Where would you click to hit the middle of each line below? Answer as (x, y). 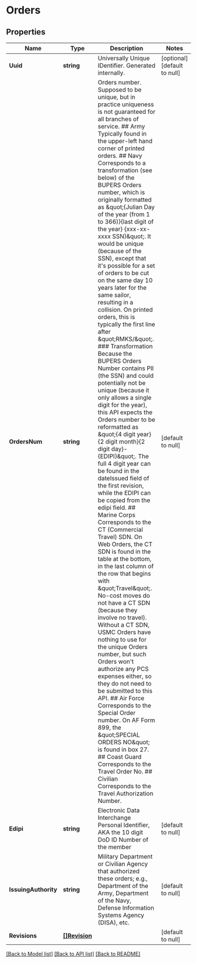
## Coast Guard (120, 757)
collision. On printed (125, 310)
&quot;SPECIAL (119, 735)
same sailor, (114, 295)
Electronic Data (119, 810)
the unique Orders (123, 647)
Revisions (23, 936)
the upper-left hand (125, 141)
